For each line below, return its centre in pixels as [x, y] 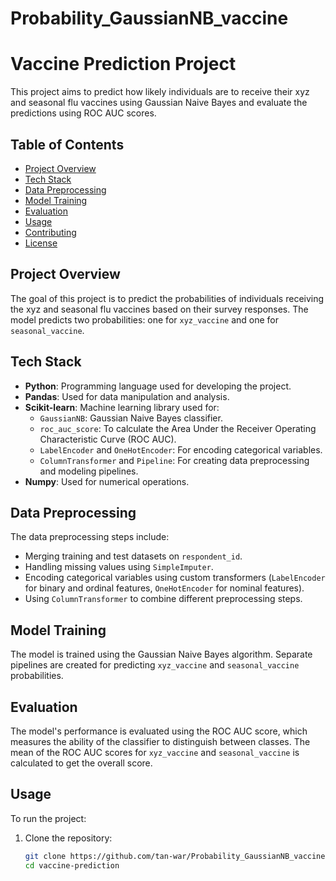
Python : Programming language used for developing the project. [158, 386]
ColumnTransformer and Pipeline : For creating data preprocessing [174, 460]
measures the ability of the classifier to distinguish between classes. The [160, 741]
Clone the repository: [68, 838]
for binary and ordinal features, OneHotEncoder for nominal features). [164, 588]
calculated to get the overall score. [81, 763]
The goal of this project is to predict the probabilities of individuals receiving [167, 298]
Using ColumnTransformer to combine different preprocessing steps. [163, 599]
